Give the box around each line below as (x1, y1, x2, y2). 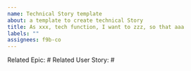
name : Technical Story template (7, 10, 102, 18)
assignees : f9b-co (7, 37, 61, 44)
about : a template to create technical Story (7, 17, 143, 24)
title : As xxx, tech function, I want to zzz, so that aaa (7, 23, 185, 30)
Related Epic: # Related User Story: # (7, 56, 115, 64)
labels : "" (7, 30, 39, 37)
